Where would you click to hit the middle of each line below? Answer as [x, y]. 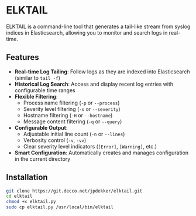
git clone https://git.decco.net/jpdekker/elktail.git [74, 191]
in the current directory [42, 158]
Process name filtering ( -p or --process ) [71, 103]
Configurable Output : [41, 127]
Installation [27, 178]
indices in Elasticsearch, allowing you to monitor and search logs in [87, 32]
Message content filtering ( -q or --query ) [73, 122]
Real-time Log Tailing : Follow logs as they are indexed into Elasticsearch [102, 72]
